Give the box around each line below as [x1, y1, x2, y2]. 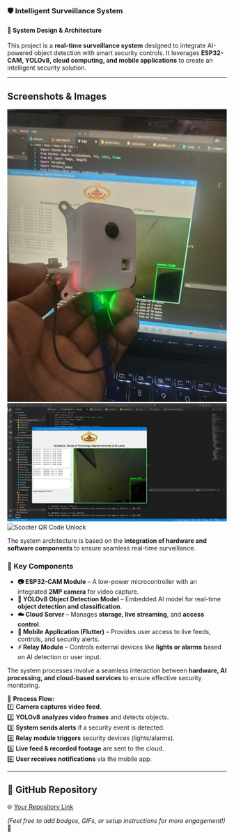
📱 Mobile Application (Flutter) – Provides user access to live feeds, [17, 627, 211, 636]
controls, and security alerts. [17, 635, 100, 643]
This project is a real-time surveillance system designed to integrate [7, 41, 206, 50]
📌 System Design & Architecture [7, 26, 102, 34]
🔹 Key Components [7, 561, 74, 571]
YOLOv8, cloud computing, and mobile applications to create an [25, 56, 214, 65]
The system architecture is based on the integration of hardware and [7, 536, 207, 545]
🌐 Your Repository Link [7, 802, 74, 810]
